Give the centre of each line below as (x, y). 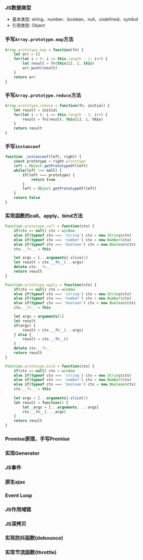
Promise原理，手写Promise (37, 439)
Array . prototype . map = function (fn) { (44, 50)
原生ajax (15, 482)
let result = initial (36, 110)
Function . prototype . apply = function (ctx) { (51, 285)
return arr (25, 77)
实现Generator (22, 453)
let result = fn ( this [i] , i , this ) (59, 64)
